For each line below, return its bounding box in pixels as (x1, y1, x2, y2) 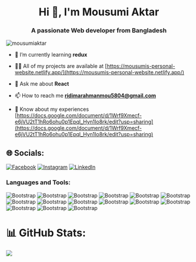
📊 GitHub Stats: (6, 226, 87, 240)
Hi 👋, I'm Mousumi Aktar (38, 5, 160, 19)
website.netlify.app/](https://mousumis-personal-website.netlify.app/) (14, 69, 184, 76)
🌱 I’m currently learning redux (14, 51, 88, 58)
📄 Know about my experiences (14, 106, 89, 113)
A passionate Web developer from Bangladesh (31, 27, 167, 35)
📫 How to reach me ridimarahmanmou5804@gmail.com (14, 92, 157, 99)
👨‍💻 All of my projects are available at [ (14, 63, 107, 70)
